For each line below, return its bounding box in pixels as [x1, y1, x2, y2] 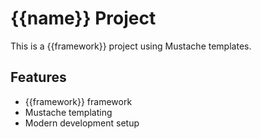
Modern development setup [24, 117, 140, 129]
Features [10, 69, 67, 86]
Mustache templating [24, 106, 113, 118]
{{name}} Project [10, 7, 157, 30]
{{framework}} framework [24, 95, 133, 107]
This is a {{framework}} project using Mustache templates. [10, 40, 252, 52]
